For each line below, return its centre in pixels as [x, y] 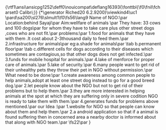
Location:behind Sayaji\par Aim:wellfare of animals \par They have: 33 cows [83, 23]
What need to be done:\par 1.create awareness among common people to [80, 75]
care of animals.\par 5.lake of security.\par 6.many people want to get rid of [83, 65]
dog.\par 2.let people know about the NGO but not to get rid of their [74, 85]
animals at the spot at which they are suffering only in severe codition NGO [82, 96]
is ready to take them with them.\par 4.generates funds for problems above [82, 101]
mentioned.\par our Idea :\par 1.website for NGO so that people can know [80, 106]
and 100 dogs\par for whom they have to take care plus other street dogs [80, 28]
